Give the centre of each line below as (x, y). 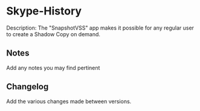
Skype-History (44, 11)
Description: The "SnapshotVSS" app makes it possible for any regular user (100, 28)
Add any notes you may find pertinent (53, 68)
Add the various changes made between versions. (69, 101)
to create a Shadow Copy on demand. (53, 34)
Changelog (27, 87)
